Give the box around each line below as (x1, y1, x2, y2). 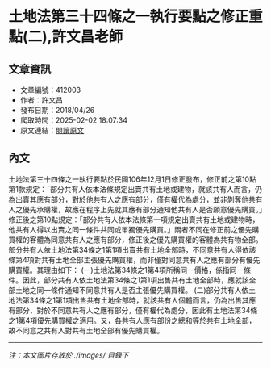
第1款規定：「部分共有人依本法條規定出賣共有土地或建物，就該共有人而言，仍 (8, 184, 262, 194)
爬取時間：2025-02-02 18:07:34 (19, 115, 127, 125)
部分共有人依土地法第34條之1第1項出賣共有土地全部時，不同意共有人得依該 (8, 245, 256, 254)
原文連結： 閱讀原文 (19, 126, 85, 135)
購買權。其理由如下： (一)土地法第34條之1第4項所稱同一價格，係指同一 (8, 265, 244, 274)
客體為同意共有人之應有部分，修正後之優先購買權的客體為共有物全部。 (29, 235, 263, 245)
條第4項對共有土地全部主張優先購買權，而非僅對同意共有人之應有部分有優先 (8, 255, 261, 265)
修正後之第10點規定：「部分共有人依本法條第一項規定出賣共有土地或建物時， (8, 215, 260, 224)
